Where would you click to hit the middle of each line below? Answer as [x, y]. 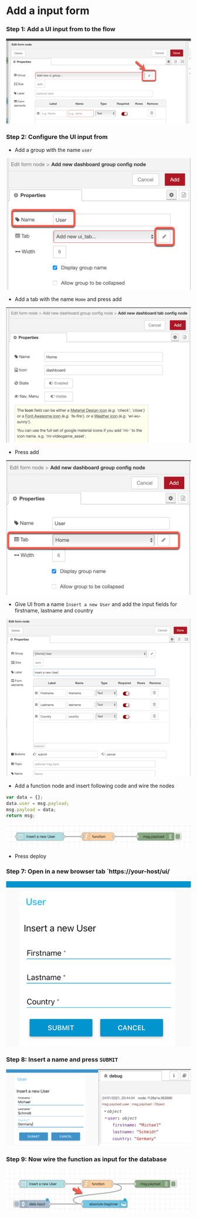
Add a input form [48, 11]
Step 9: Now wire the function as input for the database [86, 1159]
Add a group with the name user [53, 150]
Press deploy [30, 856]
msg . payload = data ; [31, 810]
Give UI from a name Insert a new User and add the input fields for [96, 604]
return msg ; [21, 816]
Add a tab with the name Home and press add [68, 299]
